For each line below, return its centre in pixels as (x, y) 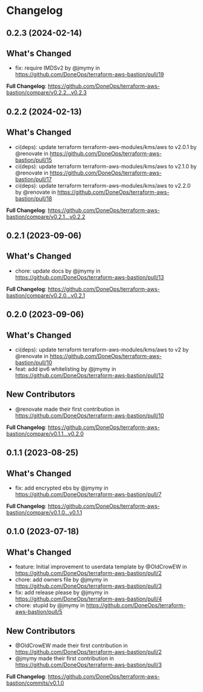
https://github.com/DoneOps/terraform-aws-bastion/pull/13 (89, 277)
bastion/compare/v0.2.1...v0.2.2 (46, 216)
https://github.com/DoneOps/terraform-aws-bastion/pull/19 (89, 75)
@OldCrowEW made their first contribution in (72, 645)
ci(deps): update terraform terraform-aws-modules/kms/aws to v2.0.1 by (106, 147)
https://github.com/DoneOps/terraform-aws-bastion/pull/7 (88, 494)
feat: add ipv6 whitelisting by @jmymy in (65, 369)
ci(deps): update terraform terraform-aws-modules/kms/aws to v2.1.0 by (106, 166)
